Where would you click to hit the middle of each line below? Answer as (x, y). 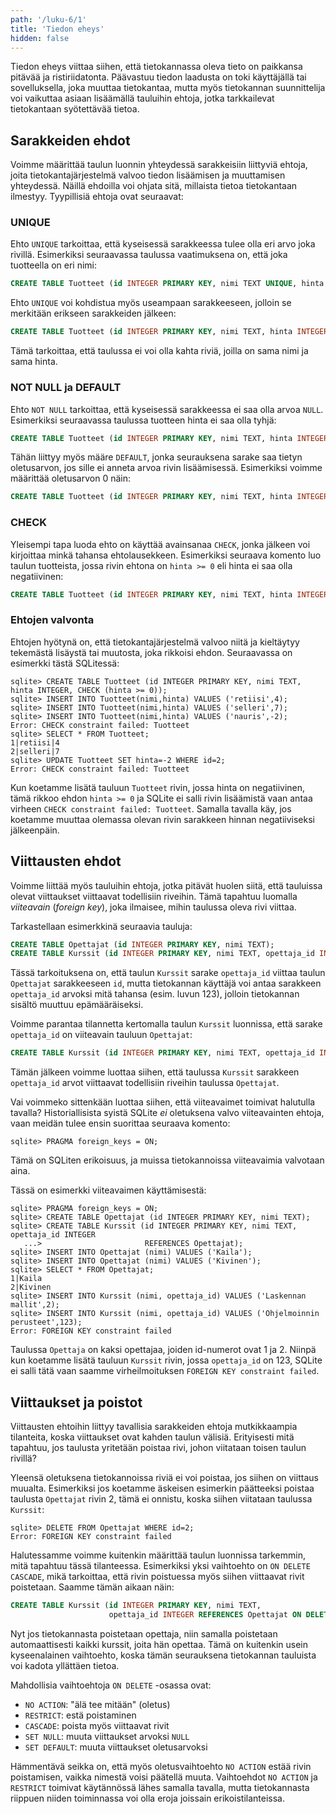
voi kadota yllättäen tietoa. (65, 1665)
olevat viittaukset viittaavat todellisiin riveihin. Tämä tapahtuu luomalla (154, 896)
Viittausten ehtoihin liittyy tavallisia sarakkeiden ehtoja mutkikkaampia (154, 1426)
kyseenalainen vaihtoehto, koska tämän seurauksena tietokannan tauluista (163, 1655)
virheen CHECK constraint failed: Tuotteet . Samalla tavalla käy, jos (151, 808)
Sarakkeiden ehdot (70, 140)
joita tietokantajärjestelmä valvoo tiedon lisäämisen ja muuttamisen (148, 175)
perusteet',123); (46, 1322)
